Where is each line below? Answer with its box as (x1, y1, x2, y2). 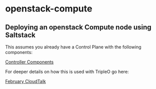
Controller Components (5, 59, 54, 65)
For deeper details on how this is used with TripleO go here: (5, 68, 129, 74)
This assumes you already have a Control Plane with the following (5, 44, 142, 50)
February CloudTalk (5, 78, 46, 84)
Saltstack (5, 30, 36, 39)
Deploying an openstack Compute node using (5, 23, 152, 31)
